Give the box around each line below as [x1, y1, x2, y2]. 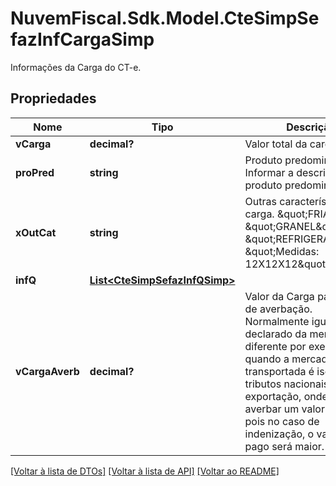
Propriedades [10, 90, 97, 107]
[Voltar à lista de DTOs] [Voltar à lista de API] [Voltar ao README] [10, 465, 280, 477]
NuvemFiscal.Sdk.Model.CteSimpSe [10, 7, 320, 30]
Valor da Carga [244, 289, 315, 303]
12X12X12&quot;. [244, 257, 332, 271]
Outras [244, 194, 277, 208]
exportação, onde [244, 389, 328, 403]
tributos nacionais [244, 377, 330, 391]
